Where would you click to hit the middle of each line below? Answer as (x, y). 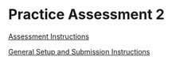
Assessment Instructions (49, 36)
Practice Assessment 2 (86, 15)
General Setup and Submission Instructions (79, 51)
